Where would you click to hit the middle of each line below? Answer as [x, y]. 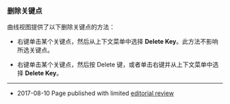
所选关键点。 [35, 50]
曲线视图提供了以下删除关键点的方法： [61, 27]
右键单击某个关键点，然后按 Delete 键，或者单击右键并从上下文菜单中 [115, 65]
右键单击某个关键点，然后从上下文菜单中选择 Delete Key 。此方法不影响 [117, 42]
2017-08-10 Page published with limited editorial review [95, 93]
